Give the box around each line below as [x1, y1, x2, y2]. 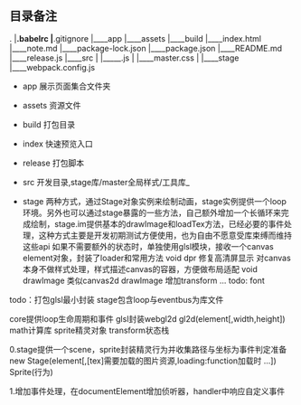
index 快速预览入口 [22, 138, 93, 149]
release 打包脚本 [22, 157, 85, 168]
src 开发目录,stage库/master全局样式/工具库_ [22, 176, 190, 187]
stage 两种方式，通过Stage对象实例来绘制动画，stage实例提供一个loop [22, 195, 287, 206]
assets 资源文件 [22, 99, 81, 110]
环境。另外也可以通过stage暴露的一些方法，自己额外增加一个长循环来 [22, 207, 282, 218]
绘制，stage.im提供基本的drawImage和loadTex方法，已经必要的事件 [30, 218, 285, 229]
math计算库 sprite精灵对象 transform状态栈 [9, 325, 170, 335]
